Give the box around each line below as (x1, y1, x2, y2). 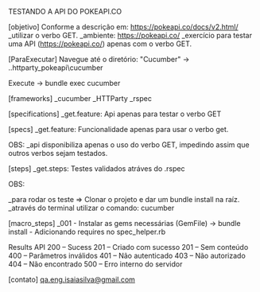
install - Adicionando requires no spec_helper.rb (8, 227, 165, 236)
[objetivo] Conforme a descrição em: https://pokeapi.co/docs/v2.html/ (8, 22, 239, 31)
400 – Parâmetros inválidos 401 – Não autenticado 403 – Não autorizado (8, 251, 246, 260)
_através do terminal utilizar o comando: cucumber (8, 203, 175, 212)
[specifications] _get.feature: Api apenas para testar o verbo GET (8, 109, 222, 119)
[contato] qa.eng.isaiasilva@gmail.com (8, 274, 135, 284)
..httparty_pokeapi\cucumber (8, 63, 103, 72)
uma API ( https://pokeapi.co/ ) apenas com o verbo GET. (8, 39, 192, 49)
